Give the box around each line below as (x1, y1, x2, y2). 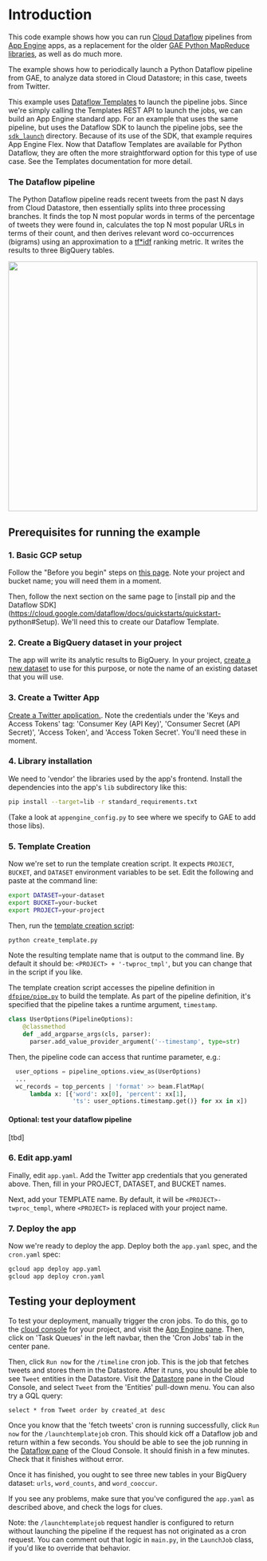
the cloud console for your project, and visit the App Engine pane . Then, (8, 1324, 245, 1334)
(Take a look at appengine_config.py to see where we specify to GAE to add (8, 812, 257, 822)
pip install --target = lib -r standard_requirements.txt (8, 798, 198, 806)
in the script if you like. (8, 967, 83, 977)
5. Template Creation (8, 841, 92, 852)
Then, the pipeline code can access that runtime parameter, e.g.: (8, 1052, 221, 1061)
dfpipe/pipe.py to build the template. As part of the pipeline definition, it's (8, 991, 251, 1001)
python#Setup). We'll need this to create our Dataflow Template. (8, 617, 219, 627)
